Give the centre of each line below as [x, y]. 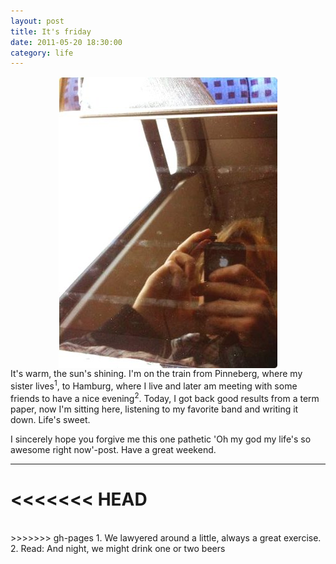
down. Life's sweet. [50, 419]
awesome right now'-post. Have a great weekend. [113, 449]
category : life [42, 53]
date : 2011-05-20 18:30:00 [66, 42]
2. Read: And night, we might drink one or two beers [118, 548]
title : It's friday [51, 31]
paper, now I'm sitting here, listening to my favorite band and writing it [154, 409]
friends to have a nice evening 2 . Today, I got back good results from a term [165, 397]
